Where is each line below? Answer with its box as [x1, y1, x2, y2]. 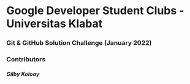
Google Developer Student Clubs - [6, 4, 184, 18]
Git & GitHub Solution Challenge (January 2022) [6, 39, 152, 47]
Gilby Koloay [6, 70, 40, 77]
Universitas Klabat [6, 17, 103, 31]
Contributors [6, 55, 46, 64]
